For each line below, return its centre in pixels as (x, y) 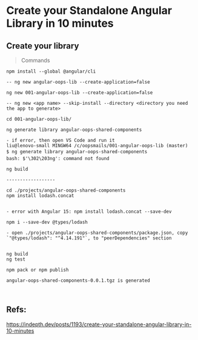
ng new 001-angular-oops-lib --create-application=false (80, 93)
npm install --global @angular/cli (51, 72)
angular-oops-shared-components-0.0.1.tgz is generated (78, 281)
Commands (35, 60)
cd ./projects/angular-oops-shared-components (66, 190)
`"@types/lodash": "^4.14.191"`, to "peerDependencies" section (89, 238)
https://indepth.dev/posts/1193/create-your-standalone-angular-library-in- (99, 324)
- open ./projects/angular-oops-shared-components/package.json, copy (97, 233)
